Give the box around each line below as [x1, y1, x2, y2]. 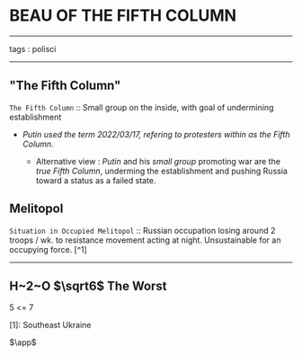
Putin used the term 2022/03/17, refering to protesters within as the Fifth [22, 129, 290, 139]
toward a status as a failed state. [35, 174, 156, 185]
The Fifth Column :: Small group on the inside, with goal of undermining [9, 102, 274, 112]
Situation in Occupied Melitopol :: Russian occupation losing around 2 [9, 225, 276, 236]
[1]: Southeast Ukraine [9, 320, 92, 331]
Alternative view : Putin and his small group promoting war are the [35, 156, 281, 166]
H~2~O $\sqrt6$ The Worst [9, 278, 168, 293]
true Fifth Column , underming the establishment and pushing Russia [35, 165, 288, 176]
